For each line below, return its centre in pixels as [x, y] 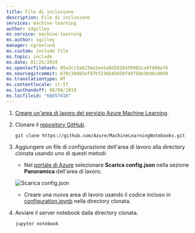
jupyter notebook [37, 223]
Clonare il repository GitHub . [50, 125]
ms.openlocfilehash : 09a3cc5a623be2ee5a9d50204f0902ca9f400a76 [87, 68]
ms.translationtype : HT [36, 79]
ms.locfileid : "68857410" [39, 96]
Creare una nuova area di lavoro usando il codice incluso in [97, 194]
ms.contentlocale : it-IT [37, 85]
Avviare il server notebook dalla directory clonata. [76, 213]
